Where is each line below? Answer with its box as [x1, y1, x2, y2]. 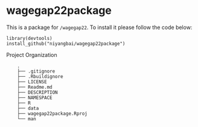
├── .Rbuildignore [17, 73, 63, 79]
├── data [17, 105, 39, 111]
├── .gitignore [17, 68, 56, 74]
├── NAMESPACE [17, 94, 53, 100]
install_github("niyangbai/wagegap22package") [6, 41, 126, 47]
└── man [17, 116, 36, 122]
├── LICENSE [17, 79, 47, 85]
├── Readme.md [17, 84, 53, 90]
